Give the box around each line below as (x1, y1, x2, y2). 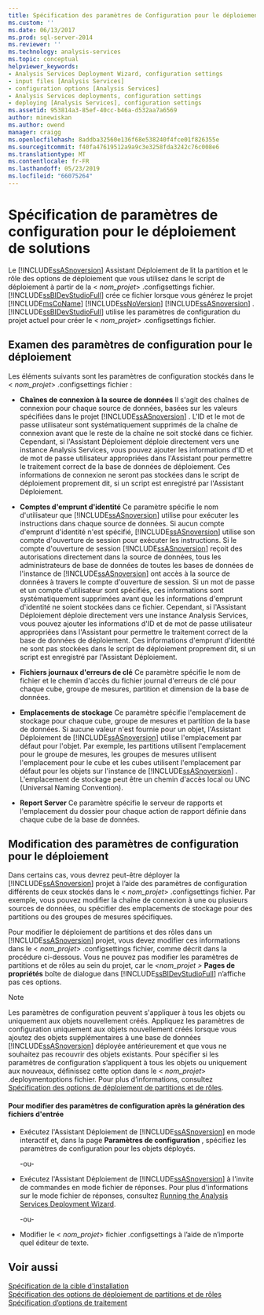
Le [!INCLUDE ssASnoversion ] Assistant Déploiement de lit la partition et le (8, 265, 248, 275)
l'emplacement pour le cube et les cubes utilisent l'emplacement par (19, 757, 241, 767)
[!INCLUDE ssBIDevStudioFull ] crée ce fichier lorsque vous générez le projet (8, 290, 253, 299)
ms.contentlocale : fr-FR (8, 158, 90, 166)
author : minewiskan (8, 114, 72, 122)
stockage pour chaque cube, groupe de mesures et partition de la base (19, 716, 251, 725)
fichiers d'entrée (8, 1109, 64, 1119)
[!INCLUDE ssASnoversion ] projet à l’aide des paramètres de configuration (8, 879, 247, 888)
